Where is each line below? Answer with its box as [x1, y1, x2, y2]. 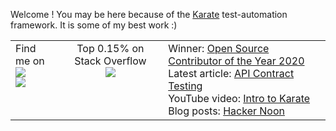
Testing [168, 79, 203, 93]
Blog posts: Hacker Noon [168, 104, 285, 118]
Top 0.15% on [76, 42, 145, 55]
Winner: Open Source [168, 42, 270, 55]
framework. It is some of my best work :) [10, 19, 178, 31]
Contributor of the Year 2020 [168, 54, 305, 68]
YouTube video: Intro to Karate [168, 92, 311, 105]
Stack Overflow [74, 54, 147, 68]
